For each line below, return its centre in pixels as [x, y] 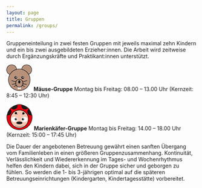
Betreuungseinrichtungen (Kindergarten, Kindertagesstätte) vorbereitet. [96, 179]
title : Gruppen [25, 19]
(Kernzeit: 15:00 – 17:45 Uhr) [41, 135]
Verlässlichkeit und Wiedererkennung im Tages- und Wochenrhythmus [94, 160]
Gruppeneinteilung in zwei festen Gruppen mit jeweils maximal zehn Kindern [101, 44]
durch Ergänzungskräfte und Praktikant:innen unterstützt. [78, 56]
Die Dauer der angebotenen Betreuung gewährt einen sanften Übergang [96, 147]
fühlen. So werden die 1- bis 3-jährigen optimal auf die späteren [86, 172]
